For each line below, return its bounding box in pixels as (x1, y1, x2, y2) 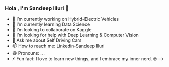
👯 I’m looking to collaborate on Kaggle (12, 27, 92, 33)
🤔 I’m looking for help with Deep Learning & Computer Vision (12, 32, 139, 38)
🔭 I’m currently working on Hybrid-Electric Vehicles (12, 16, 119, 22)
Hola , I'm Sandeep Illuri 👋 (5, 5, 69, 12)
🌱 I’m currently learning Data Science (12, 21, 90, 27)
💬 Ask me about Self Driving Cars (12, 37, 82, 43)
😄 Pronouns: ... (12, 50, 45, 56)
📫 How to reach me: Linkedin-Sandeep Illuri (12, 43, 105, 49)
